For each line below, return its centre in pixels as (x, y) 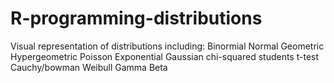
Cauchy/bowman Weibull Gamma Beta (89, 67)
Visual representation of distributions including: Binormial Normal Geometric (167, 46)
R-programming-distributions (136, 18)
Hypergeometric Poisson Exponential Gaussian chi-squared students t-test (165, 56)
